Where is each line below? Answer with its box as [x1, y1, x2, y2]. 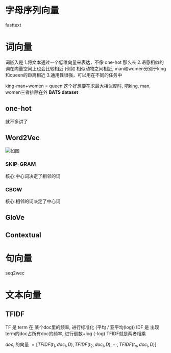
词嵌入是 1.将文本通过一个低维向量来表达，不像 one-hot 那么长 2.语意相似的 [5, 59, 164, 65]
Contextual [5, 231, 42, 239]
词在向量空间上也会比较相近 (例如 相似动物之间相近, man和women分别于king [5, 65, 166, 71]
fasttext [5, 21, 21, 28]
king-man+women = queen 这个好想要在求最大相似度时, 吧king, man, [5, 83, 151, 89]
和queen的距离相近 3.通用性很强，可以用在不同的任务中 [5, 72, 123, 78]
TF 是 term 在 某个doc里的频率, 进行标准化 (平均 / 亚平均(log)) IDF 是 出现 [5, 324, 159, 330]
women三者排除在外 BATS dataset [5, 89, 79, 95]
